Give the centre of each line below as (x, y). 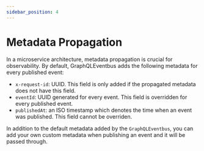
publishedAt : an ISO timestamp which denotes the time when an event (104, 110)
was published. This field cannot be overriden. (74, 116)
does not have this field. (46, 90)
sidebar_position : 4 (33, 12)
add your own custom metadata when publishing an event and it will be (96, 134)
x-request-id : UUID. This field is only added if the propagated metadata (106, 84)
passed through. (27, 141)
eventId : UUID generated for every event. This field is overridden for (101, 97)
